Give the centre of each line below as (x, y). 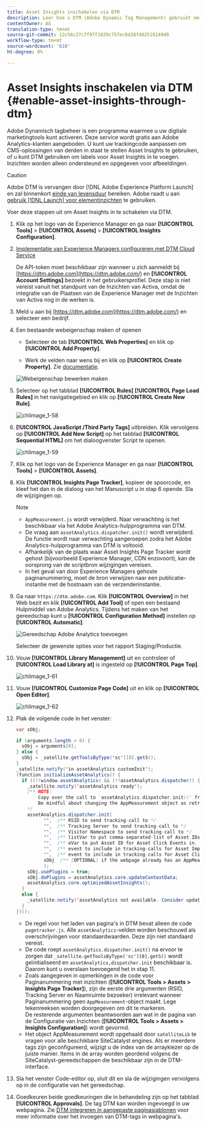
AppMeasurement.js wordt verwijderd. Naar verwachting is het (102, 519)
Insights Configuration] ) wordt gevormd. (77, 1027)
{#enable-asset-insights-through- (97, 100)
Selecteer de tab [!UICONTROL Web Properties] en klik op (99, 341)
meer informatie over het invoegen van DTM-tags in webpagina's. (99, 1116)
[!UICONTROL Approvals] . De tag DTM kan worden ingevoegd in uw (103, 1103)
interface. (37, 1067)
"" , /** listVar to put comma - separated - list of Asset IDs (122, 837)
